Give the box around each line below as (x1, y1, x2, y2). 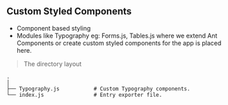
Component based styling (16, 24, 91, 32)
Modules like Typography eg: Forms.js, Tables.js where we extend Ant (16, 31, 218, 40)
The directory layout (23, 59, 82, 68)
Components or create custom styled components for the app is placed (16, 38, 222, 47)
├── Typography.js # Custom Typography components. (6, 85, 190, 92)
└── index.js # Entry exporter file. (6, 91, 163, 98)
